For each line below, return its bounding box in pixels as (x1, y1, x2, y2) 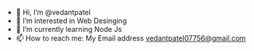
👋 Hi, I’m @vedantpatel (15, 8, 92, 17)
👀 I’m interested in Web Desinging (15, 16, 127, 25)
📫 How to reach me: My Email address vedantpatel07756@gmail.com (15, 33, 246, 43)
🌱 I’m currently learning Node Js (15, 25, 122, 33)
